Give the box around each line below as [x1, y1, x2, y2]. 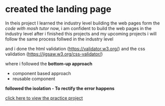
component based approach [12, 70, 71, 76]
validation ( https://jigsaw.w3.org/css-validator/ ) [5, 51, 103, 57]
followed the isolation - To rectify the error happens [5, 85, 115, 91]
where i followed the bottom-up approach [5, 60, 92, 66]
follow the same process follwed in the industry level [5, 36, 113, 42]
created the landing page [5, 3, 111, 15]
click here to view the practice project [5, 95, 83, 101]
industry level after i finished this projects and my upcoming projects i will [5, 30, 156, 36]
